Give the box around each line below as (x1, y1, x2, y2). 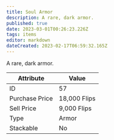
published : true (6, 20, 48, 26)
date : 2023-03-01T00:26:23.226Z (6, 26, 88, 32)
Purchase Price (9, 94, 53, 102)
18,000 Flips (59, 94, 96, 102)
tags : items (6, 32, 37, 38)
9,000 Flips (59, 104, 92, 113)
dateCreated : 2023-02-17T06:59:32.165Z (6, 43, 108, 49)
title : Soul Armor (6, 9, 53, 15)
